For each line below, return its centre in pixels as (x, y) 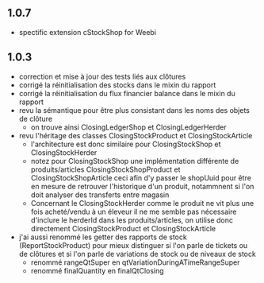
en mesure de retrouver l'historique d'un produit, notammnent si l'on (142, 186)
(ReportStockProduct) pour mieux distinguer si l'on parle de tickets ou (133, 245)
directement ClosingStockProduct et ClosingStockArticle (123, 228)
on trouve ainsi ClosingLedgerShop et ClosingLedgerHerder (128, 127)
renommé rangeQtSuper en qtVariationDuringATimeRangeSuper (135, 262)
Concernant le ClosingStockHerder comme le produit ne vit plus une (142, 203)
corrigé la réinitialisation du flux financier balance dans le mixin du (127, 93)
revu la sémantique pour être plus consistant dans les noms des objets (134, 110)
